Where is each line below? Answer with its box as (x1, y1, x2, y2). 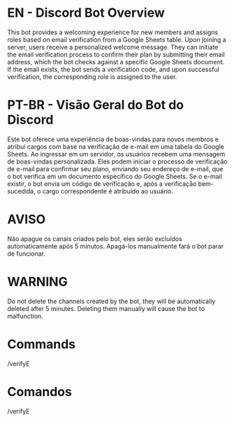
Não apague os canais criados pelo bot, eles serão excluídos (7, 234, 183, 242)
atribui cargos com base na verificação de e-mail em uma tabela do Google (7, 142, 225, 151)
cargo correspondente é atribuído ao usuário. (42, 187, 173, 195)
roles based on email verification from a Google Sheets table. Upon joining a (7, 35, 227, 43)
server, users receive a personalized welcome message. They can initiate (7, 43, 219, 51)
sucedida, (7, 187, 36, 195)
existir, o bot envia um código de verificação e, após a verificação (7, 180, 197, 188)
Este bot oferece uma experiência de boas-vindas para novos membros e (7, 135, 219, 143)
